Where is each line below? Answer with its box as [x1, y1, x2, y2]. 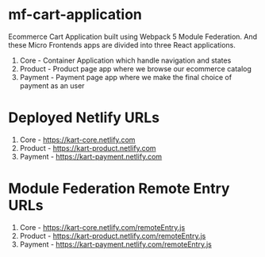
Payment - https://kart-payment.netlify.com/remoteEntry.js [19, 240, 212, 249]
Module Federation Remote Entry [8, 180, 230, 198]
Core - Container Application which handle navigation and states [19, 56, 232, 65]
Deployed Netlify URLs [8, 109, 160, 127]
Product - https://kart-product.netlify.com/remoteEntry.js [19, 231, 206, 240]
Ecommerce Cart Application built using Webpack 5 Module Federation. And [8, 32, 258, 41]
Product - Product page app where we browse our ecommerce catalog [19, 63, 252, 73]
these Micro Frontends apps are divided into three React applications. [8, 40, 236, 49]
